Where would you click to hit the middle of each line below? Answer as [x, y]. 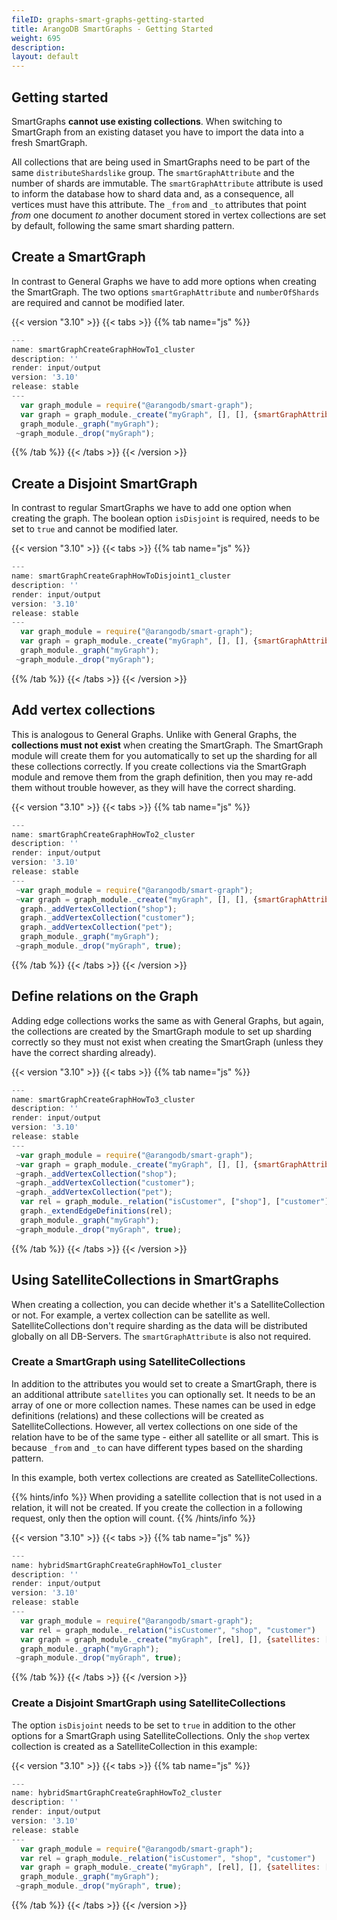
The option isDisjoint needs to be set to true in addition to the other [153, 1725]
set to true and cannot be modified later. [95, 529]
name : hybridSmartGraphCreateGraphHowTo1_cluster [117, 1565]
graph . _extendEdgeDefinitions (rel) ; [96, 1211]
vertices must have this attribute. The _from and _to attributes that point [159, 204]
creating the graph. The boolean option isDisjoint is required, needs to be [165, 518]
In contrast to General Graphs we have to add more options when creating [164, 281]
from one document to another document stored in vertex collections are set [169, 215]
